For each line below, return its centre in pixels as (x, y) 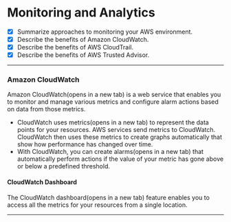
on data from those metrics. (46, 109)
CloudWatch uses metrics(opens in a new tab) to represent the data (113, 122)
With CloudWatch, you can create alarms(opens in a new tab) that (110, 152)
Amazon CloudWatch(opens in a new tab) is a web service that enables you (114, 95)
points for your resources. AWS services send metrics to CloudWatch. (116, 130)
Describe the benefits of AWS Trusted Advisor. (83, 55)
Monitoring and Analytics (81, 13)
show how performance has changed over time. (85, 144)
